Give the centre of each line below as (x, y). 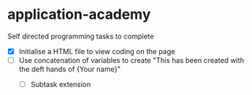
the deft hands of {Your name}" (70, 69)
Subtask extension (61, 85)
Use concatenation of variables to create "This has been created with (132, 60)
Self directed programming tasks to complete (81, 36)
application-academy (79, 15)
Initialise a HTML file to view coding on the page (97, 51)
